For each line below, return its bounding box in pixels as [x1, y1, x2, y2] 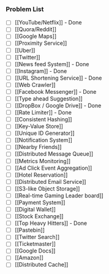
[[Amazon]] [14, 254, 44, 262]
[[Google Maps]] [14, 32, 56, 40]
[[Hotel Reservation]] [14, 171, 68, 178]
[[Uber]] [14, 47, 36, 54]
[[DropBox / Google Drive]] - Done [14, 102, 102, 109]
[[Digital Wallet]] [14, 205, 56, 213]
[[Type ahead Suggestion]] [14, 94, 83, 102]
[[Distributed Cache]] [14, 261, 69, 268]
